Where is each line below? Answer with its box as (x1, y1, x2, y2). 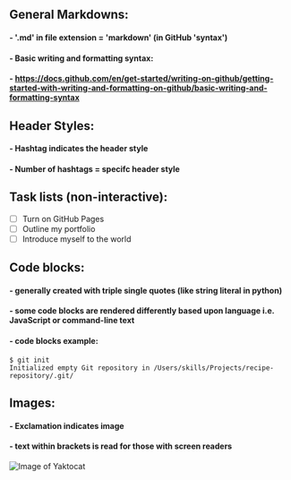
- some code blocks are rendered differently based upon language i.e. (9, 305, 275, 316)
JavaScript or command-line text (9, 315, 135, 326)
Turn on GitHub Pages (21, 213, 105, 224)
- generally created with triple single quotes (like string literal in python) (9, 285, 283, 296)
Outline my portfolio (21, 223, 96, 234)
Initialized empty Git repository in (9, 363, 150, 373)
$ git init (9, 356, 50, 364)
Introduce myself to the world (21, 233, 132, 244)
